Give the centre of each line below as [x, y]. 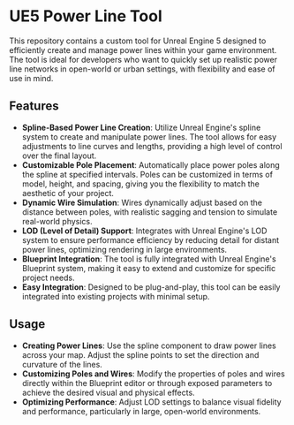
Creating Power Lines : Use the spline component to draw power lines [149, 345]
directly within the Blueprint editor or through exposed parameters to [147, 383]
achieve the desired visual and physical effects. [109, 392]
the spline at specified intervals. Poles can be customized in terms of [147, 174]
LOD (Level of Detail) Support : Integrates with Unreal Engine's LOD [144, 231]
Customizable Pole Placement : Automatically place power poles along [151, 164]
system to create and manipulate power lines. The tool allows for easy [149, 137]
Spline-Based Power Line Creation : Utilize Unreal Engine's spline [141, 127]
